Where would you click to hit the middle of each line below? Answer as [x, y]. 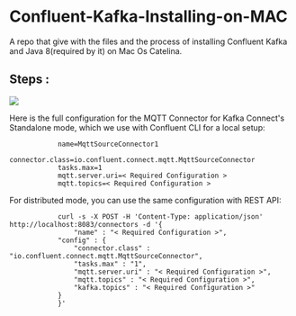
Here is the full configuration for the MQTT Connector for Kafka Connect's [147, 118]
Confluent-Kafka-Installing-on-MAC [148, 17]
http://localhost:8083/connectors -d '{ [86, 224]
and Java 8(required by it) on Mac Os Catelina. [96, 50]
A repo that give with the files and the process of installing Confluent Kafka [148, 41]
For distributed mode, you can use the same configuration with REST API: [145, 200]
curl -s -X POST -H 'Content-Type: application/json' [160, 217]
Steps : [29, 80]
